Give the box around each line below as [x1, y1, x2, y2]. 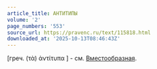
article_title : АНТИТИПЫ [7, 10, 78, 17]
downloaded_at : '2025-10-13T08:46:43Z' [7, 36, 121, 42]
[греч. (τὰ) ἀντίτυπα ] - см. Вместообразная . [7, 54, 137, 62]
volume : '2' [7, 16, 41, 23]
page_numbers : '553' [7, 23, 66, 29]
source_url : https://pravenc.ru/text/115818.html [7, 29, 152, 36]
